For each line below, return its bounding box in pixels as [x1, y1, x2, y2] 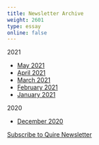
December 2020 [16, 118, 63, 126]
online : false [7, 29, 48, 36]
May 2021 [16, 61, 45, 69]
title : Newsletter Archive [7, 10, 84, 17]
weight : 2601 [7, 16, 44, 23]
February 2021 [16, 83, 58, 91]
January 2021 [16, 91, 56, 99]
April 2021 [16, 69, 46, 77]
